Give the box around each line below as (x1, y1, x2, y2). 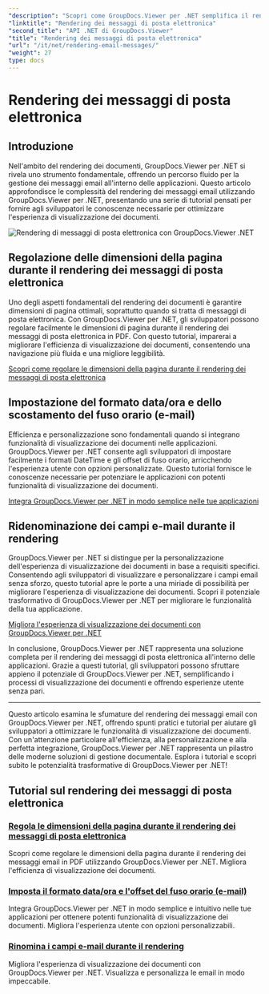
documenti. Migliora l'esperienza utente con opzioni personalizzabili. (8, 921, 235, 931)
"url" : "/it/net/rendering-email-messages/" (8, 42, 159, 50)
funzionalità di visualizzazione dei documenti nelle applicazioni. (8, 438, 218, 447)
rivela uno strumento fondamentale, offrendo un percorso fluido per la (8, 169, 239, 179)
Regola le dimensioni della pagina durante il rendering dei (8, 820, 236, 831)
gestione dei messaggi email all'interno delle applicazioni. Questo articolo (8, 178, 251, 188)
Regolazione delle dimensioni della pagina (8, 251, 223, 265)
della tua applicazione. (8, 604, 82, 614)
